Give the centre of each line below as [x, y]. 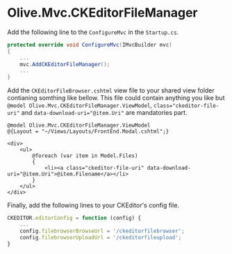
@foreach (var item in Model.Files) [85, 156]
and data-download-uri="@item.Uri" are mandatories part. [104, 113]
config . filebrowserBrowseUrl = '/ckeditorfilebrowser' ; [102, 231]
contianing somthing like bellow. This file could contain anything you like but [116, 98]
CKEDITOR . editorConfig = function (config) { [74, 218]
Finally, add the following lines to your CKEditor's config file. [93, 205]
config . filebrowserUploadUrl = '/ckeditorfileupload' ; [101, 237]
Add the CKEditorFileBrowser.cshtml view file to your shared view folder [111, 90]
